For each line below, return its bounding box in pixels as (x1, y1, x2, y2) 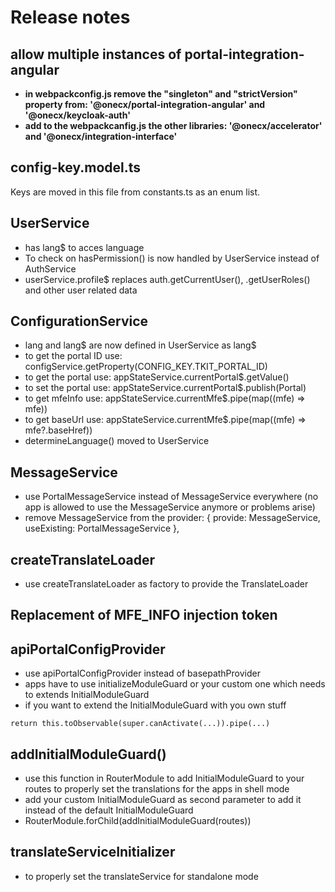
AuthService (24, 262, 77, 275)
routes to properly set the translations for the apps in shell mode (24, 783, 290, 795)
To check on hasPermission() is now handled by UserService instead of (24, 252, 320, 264)
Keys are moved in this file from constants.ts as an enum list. (10, 186, 261, 198)
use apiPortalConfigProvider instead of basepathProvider (24, 667, 261, 680)
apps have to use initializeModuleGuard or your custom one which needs (24, 678, 326, 690)
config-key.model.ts (10, 159, 142, 176)
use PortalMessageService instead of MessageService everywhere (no (24, 491, 319, 503)
